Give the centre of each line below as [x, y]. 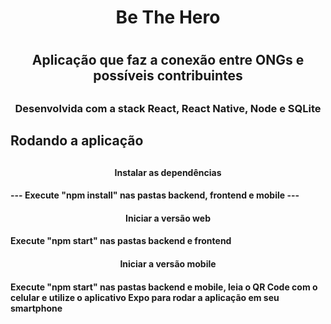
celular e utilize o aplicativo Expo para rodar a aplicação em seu [145, 297]
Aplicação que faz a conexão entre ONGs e [168, 60]
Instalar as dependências [168, 172]
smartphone [36, 308]
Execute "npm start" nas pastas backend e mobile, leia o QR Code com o [164, 287]
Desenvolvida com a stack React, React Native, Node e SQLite [168, 108]
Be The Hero [168, 17]
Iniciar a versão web [168, 218]
